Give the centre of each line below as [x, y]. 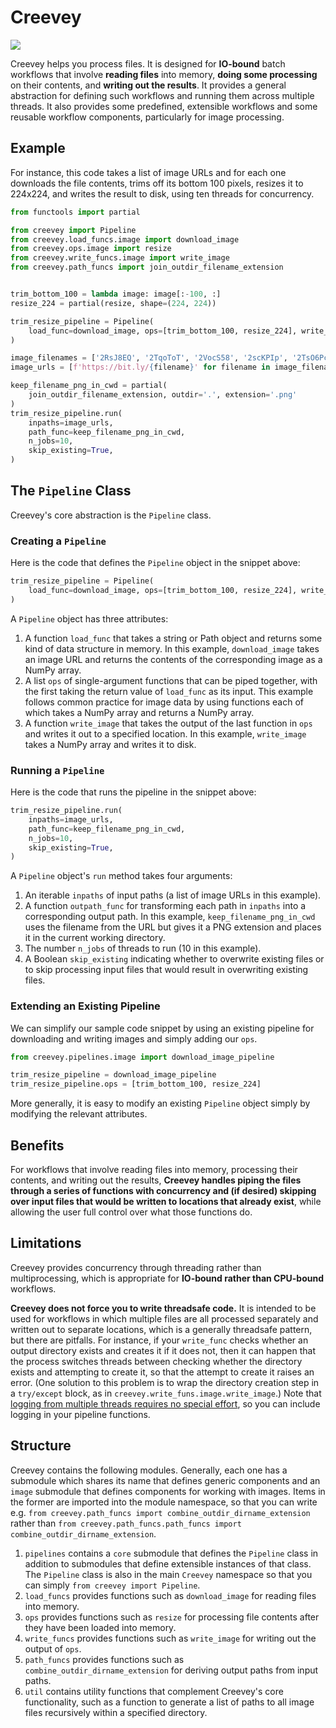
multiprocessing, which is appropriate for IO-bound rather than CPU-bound [167, 1278]
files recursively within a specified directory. [116, 1712]
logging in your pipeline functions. [80, 1414]
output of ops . [53, 1648]
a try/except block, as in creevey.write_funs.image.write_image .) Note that [166, 1393]
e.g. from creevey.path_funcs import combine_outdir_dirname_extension [160, 1512]
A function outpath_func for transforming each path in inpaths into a [165, 906]
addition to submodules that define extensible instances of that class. [168, 1563]
